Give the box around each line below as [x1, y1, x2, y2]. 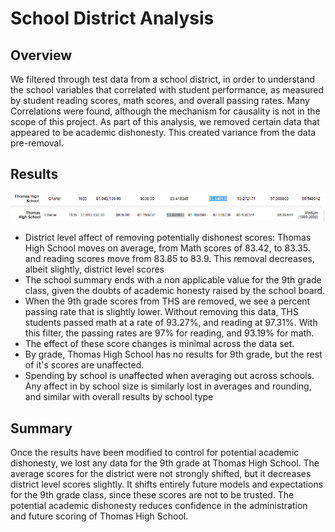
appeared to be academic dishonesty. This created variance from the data [10, 127, 317, 138]
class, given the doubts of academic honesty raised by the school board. [24, 285, 326, 297]
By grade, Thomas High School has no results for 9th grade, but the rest [24, 348, 323, 361]
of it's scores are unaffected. [24, 359, 145, 371]
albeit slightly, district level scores [24, 263, 165, 276]
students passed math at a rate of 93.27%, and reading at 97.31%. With [24, 317, 318, 329]
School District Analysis [10, 7, 215, 30]
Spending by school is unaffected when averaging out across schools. [24, 370, 315, 382]
